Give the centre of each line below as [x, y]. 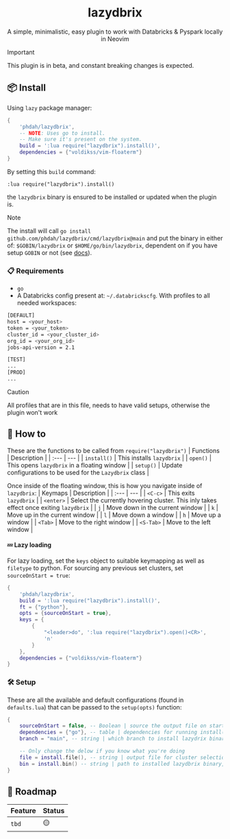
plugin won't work [33, 412]
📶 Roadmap [32, 792]
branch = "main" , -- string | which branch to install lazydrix [113, 739]
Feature [23, 811]
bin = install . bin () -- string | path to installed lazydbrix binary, [122, 764]
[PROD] [16, 373]
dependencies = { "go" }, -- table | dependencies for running [108, 732]
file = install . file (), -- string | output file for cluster [108, 757]
